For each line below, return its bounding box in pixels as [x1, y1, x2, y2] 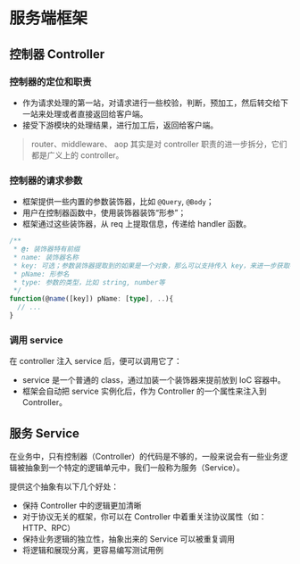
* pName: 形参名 [12, 270, 70, 278]
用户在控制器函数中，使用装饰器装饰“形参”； [21, 207, 187, 219]
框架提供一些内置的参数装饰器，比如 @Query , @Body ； [21, 196, 214, 207]
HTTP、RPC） [21, 523, 76, 534]
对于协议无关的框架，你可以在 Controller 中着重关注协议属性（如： [21, 511, 267, 522]
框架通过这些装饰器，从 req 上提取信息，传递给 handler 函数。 [21, 219, 252, 229]
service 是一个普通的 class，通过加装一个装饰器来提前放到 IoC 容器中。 [21, 375, 286, 386]
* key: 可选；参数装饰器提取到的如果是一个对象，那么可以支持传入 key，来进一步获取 [12, 261, 290, 270]
